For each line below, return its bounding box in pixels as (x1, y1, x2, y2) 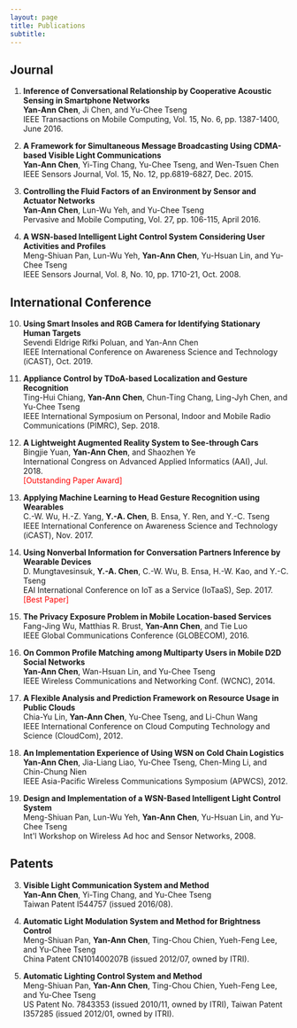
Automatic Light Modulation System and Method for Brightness (22, 915, 262, 926)
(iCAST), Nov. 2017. (22, 530, 94, 541)
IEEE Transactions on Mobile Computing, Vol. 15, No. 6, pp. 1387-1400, (22, 114, 280, 125)
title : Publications (10, 21, 87, 30)
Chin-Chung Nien (22, 767, 88, 776)
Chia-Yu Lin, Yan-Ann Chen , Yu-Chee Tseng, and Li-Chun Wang (22, 712, 259, 722)
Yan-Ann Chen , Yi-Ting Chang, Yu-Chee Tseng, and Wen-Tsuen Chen (22, 160, 279, 170)
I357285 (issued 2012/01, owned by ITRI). (22, 1008, 175, 1019)
